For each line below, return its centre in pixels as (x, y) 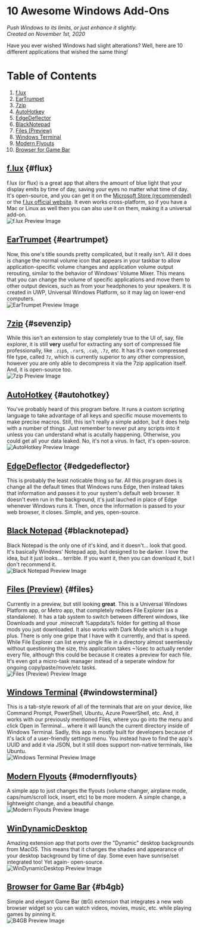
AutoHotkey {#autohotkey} (58, 395)
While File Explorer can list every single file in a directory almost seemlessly (100, 642)
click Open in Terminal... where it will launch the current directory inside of (98, 726)
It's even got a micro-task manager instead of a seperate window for (91, 661)
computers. (21, 298)
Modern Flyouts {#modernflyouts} (72, 776)
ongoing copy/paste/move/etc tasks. (52, 667)
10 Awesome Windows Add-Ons (88, 11)
